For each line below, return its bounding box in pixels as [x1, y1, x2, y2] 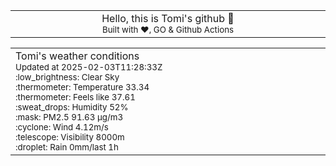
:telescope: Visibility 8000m [15, 132, 125, 143]
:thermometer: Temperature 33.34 [15, 82, 150, 93]
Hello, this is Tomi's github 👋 [101, 12, 235, 25]
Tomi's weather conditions [15, 49, 140, 63]
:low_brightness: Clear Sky [15, 72, 120, 83]
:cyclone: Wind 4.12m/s [15, 122, 109, 133]
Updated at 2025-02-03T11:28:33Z [15, 62, 163, 73]
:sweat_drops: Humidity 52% [15, 102, 129, 113]
